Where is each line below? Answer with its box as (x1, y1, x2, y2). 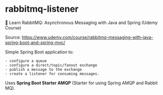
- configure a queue (5, 58, 47, 63)
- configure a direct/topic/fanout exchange (5, 63, 97, 68)
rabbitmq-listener (5, 3, 79, 15)
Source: (5, 34, 21, 40)
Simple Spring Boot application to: (5, 49, 74, 55)
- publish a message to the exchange (5, 67, 82, 72)
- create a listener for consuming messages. (5, 71, 99, 76)
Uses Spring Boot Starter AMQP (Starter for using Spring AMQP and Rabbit (5, 80, 158, 86)
